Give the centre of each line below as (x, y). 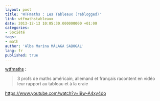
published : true (22, 55)
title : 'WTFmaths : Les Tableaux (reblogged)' (53, 14)
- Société (15, 32)
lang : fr (14, 50)
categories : (17, 28)
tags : (11, 37)
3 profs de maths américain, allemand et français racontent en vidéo (86, 78)
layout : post (18, 10)
